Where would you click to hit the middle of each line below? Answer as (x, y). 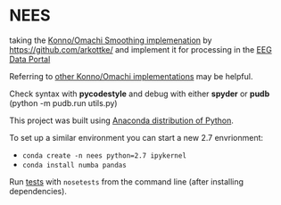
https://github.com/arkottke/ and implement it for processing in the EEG (140, 49)
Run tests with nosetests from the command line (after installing (126, 181)
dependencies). (38, 191)
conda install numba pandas (74, 165)
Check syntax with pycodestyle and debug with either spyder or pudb (140, 94)
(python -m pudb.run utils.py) (63, 102)
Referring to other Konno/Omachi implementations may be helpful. (131, 76)
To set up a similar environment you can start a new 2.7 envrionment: (136, 137)
